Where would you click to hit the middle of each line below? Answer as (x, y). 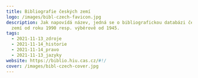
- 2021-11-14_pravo (35, 50)
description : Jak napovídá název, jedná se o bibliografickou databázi (96, 22)
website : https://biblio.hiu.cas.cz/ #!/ (57, 60)
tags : (13, 33)
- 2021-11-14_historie (39, 45)
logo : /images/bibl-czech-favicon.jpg (54, 17)
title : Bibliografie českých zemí (49, 11)
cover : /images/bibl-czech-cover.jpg (52, 66)
